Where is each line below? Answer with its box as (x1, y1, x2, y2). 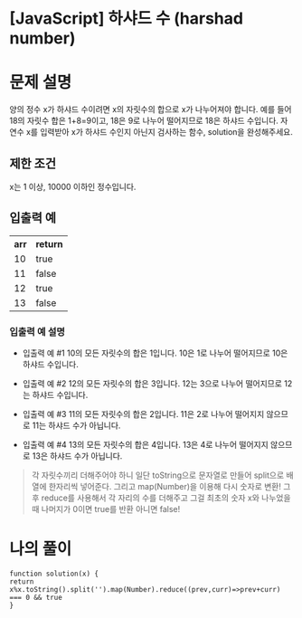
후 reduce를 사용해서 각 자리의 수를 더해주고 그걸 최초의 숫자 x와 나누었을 (31, 492, 291, 503)
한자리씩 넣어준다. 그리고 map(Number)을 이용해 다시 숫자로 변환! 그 (48, 481, 291, 492)
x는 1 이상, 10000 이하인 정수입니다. (9, 181, 137, 192)
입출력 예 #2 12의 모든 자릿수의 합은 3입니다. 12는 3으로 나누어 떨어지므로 (22, 378, 283, 389)
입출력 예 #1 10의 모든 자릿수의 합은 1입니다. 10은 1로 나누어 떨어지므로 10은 (22, 347, 288, 358)
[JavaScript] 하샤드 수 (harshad (9, 8, 244, 29)
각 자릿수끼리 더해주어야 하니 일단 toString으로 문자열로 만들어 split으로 (31, 470, 285, 480)
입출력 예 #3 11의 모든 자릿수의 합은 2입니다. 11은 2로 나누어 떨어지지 (22, 409, 265, 420)
